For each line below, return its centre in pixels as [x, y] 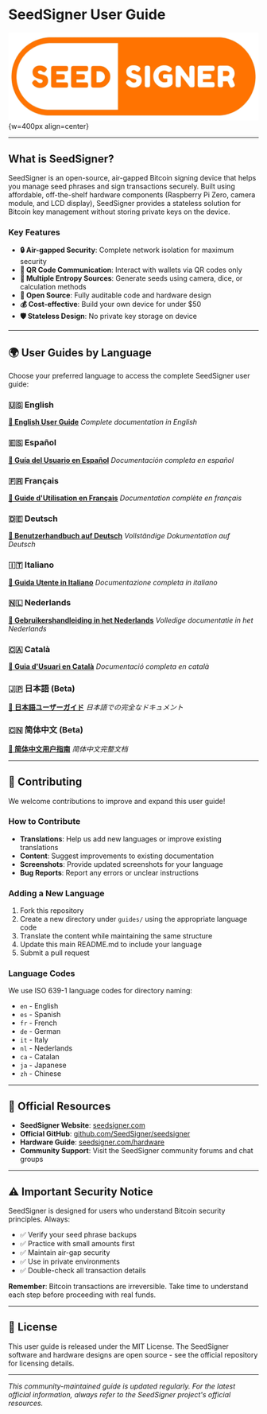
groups [31, 1160]
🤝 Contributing [45, 782]
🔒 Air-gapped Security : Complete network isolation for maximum [127, 250]
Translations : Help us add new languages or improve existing [121, 839]
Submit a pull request [54, 953]
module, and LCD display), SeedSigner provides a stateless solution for [124, 203]
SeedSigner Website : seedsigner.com [82, 1125]
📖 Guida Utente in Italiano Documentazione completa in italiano [113, 582]
